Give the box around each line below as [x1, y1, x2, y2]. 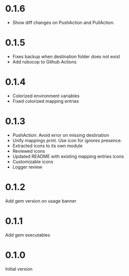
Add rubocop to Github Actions [12, 58, 76, 65]
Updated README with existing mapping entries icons [12, 153, 124, 159]
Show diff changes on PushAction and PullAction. [12, 19, 115, 25]
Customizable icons [12, 158, 53, 165]
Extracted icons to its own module [12, 143, 83, 149]
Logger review [12, 164, 42, 170]
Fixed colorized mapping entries [12, 98, 79, 104]
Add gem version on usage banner [5, 198, 76, 204]
